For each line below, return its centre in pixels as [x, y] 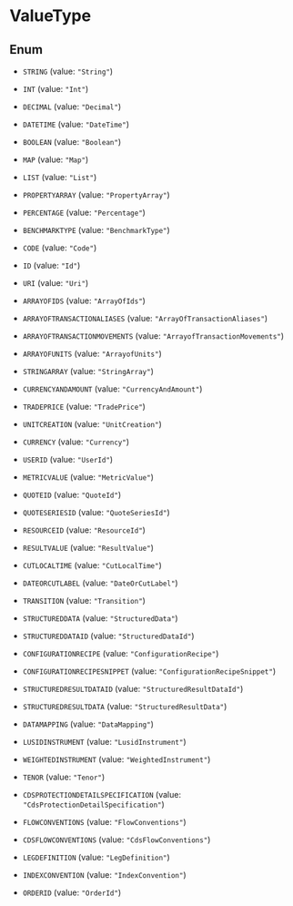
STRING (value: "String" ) [68, 71]
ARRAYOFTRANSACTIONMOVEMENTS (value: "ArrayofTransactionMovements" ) [153, 336]
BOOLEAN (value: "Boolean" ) [71, 142]
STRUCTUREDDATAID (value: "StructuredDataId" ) [108, 636]
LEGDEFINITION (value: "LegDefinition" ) [96, 857]
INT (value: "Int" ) [56, 89]
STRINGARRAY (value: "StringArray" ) [88, 371]
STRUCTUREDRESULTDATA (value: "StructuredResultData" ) [125, 706]
